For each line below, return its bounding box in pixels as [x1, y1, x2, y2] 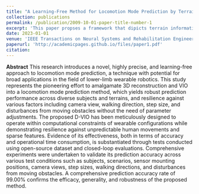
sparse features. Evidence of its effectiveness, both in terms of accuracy [6, 132, 184, 139]
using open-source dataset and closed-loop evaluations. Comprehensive [6, 144, 185, 152]
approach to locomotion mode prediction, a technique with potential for [6, 69, 180, 77]
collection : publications [6, 14, 70, 20]
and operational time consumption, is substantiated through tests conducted [6, 138, 192, 145]
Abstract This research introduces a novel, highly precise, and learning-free [6, 63, 192, 70]
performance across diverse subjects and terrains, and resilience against [6, 94, 185, 101]
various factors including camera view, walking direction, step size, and [6, 101, 181, 108]
